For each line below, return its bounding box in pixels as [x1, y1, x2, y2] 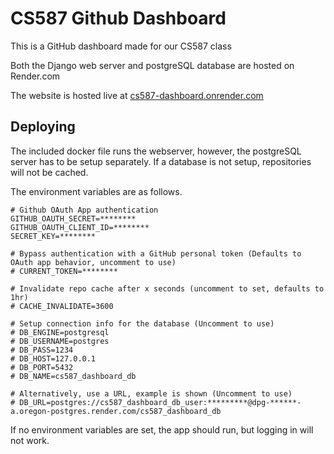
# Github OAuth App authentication [10, 205, 159, 215]
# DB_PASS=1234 [10, 345, 74, 355]
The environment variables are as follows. [10, 185, 183, 197]
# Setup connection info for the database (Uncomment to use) [10, 318, 275, 329]
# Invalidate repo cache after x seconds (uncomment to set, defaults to [10, 283, 325, 294]
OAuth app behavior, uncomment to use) [10, 257, 177, 267]
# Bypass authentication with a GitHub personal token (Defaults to [10, 248, 302, 259]
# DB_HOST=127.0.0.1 [10, 353, 97, 364]
